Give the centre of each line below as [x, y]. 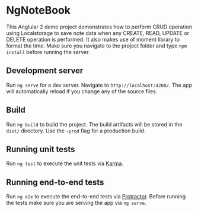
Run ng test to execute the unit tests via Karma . [65, 163]
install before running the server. [48, 52]
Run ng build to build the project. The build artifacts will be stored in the [94, 124]
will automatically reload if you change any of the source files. [82, 91]
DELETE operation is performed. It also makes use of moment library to [93, 39]
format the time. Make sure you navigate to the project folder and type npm [97, 46]
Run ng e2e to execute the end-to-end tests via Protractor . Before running [96, 197]
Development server [45, 71]
